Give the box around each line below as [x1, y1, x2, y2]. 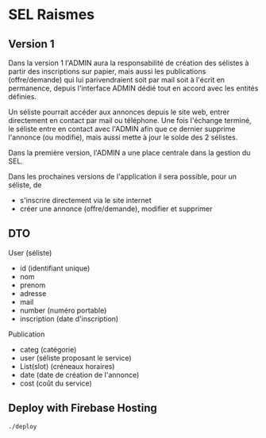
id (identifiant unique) [19, 263, 91, 273]
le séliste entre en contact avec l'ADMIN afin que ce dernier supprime [8, 125, 236, 133]
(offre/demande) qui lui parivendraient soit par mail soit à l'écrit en [8, 75, 225, 84]
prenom [19, 280, 46, 290]
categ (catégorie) [19, 344, 77, 354]
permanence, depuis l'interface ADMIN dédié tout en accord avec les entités [8, 83, 259, 93]
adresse [19, 288, 47, 298]
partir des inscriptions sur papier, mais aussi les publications [8, 67, 206, 76]
